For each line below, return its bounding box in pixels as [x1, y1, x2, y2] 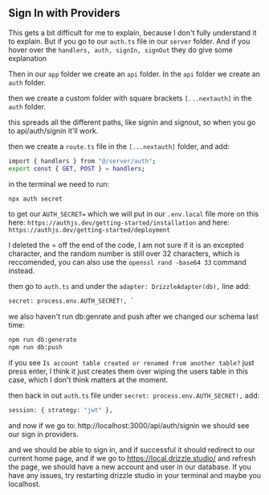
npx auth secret [8, 195, 63, 203]
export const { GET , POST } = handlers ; [8, 164, 146, 172]
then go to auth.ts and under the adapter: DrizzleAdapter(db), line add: [8, 282, 251, 291]
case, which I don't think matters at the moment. [8, 375, 169, 385]
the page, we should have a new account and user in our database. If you [8, 462, 251, 472]
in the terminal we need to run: [8, 179, 110, 188]
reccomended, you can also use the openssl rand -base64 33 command [8, 258, 247, 267]
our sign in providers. [8, 429, 79, 439]
